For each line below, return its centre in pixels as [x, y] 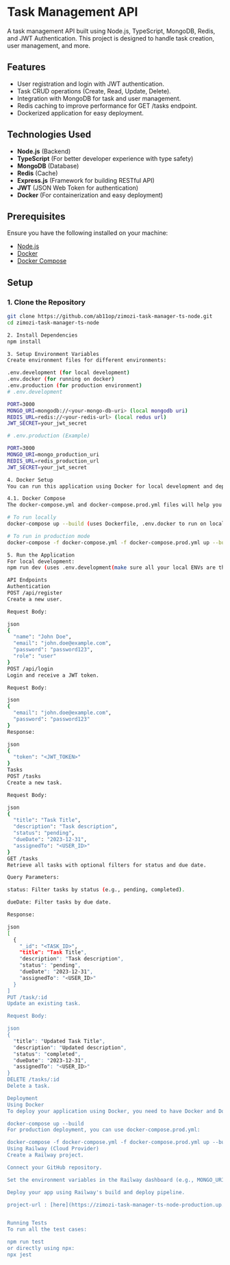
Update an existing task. [44, 1004]
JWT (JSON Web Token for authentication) [78, 188]
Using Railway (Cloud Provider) [53, 1149]
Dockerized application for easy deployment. [80, 113]
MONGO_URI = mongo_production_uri [53, 455]
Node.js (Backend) [44, 151]
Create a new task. [35, 783]
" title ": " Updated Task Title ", [60, 1041]
